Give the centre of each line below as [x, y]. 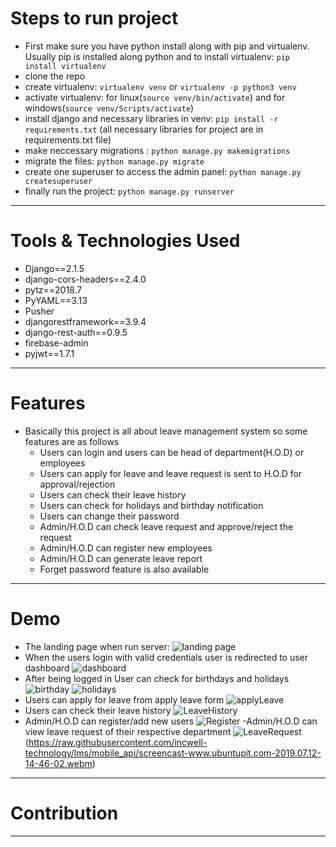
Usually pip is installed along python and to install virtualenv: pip [157, 56]
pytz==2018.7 [53, 289]
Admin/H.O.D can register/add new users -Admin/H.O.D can [171, 721]
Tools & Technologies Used [125, 241]
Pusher [39, 311]
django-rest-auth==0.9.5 [76, 332]
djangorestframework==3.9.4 [85, 321]
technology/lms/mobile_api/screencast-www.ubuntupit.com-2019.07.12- [173, 753]
